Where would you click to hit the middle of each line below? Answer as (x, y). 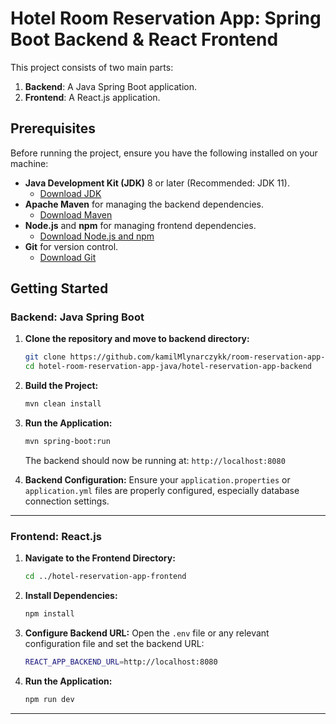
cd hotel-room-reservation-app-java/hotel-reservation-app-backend (168, 367)
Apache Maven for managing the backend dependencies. (144, 204)
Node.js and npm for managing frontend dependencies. (140, 225)
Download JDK (70, 193)
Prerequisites (53, 128)
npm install (49, 614)
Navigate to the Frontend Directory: (100, 558)
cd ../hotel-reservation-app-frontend (105, 577)
